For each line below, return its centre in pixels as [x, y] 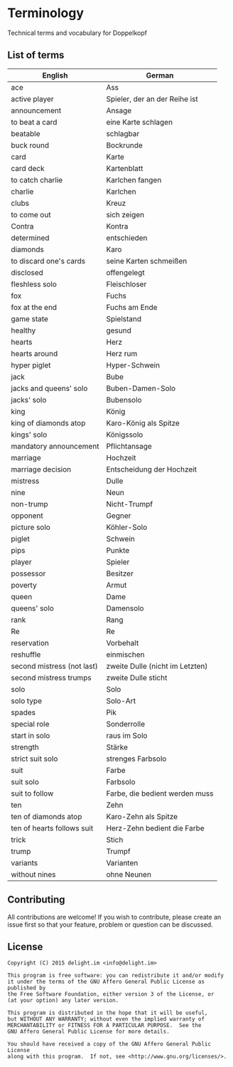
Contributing [36, 900]
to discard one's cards [48, 261]
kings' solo [29, 434]
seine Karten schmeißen [147, 261]
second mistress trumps [51, 677]
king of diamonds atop [48, 423]
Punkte [118, 550]
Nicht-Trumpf [130, 504]
